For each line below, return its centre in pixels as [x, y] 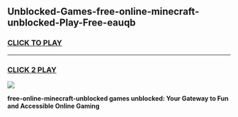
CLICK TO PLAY [35, 43]
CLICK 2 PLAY [32, 69]
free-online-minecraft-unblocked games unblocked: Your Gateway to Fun [118, 98]
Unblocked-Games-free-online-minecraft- [103, 12]
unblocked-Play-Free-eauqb [72, 23]
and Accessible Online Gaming [53, 106]
